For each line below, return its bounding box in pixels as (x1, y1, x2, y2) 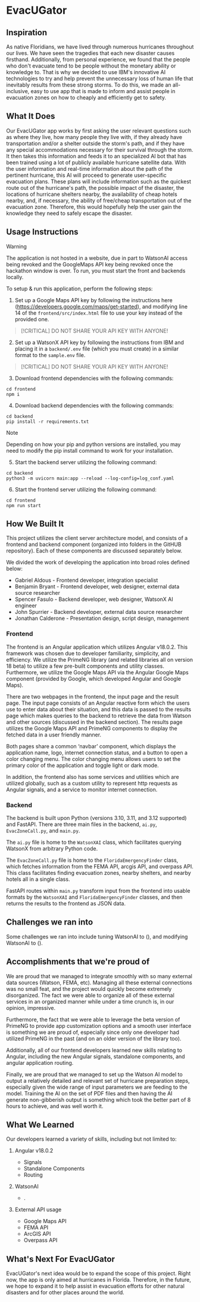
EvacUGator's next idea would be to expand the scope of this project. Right (6, 1270, 191, 1277)
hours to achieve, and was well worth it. (6, 1103, 104, 1110)
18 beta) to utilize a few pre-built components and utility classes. (6, 662, 165, 670)
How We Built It (6, 519, 64, 529)
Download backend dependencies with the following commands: (14, 401, 174, 409)
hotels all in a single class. (6, 876, 70, 883)
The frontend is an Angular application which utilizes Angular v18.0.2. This (6, 643, 188, 650)
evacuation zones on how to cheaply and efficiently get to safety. (6, 94, 167, 101)
